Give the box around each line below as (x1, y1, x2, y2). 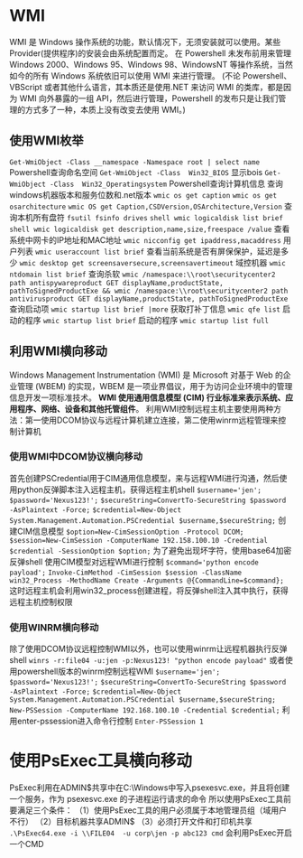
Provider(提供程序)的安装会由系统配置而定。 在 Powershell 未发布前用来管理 (9, 47, 291, 59)
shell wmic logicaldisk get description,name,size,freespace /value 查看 (9, 223, 290, 234)
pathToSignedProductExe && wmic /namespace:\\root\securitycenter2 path (9, 286, 289, 295)
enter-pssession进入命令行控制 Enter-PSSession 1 (16, 715, 205, 727)
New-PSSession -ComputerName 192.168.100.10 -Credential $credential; (9, 706, 280, 715)
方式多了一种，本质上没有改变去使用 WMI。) (24, 104, 187, 115)
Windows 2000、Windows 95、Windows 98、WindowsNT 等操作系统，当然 (9, 59, 293, 70)
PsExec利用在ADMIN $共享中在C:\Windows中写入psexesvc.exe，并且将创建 (9, 782, 290, 793)
